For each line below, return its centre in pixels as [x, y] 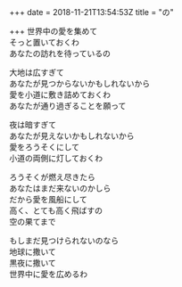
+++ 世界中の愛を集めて [54, 31]
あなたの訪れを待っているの [60, 53]
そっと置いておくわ [45, 42]
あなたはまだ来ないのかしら [60, 188]
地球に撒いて [33, 252]
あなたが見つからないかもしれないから [79, 83]
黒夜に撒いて [33, 263]
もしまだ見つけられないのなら [64, 241]
